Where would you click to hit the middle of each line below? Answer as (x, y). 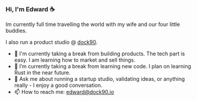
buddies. (16, 31)
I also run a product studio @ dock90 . (52, 42)
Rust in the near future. (42, 72)
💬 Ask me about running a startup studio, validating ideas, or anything (99, 79)
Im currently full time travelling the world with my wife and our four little (93, 24)
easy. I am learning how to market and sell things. (75, 60)
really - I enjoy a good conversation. (58, 86)
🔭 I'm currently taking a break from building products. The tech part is (99, 54)
